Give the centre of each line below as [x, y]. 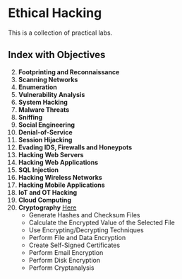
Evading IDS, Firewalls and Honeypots [75, 147]
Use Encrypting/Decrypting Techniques [86, 230]
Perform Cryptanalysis [61, 268]
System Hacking [43, 102]
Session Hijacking [45, 139]
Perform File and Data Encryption [77, 237]
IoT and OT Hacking [48, 192]
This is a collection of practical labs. [60, 33]
